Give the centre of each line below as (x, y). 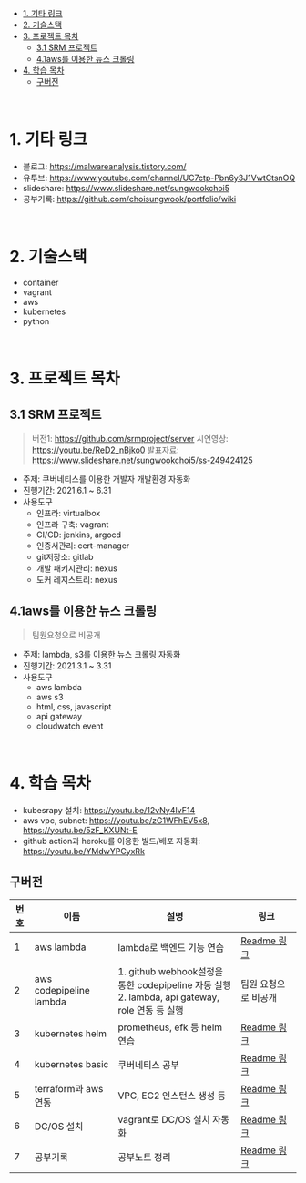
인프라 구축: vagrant (72, 524)
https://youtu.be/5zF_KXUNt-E (80, 830)
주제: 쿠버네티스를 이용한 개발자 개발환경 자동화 (107, 479)
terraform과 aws (69, 1089)
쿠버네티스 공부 (148, 1066)
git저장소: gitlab (65, 556)
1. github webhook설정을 (170, 972)
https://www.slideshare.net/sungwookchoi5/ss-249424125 (142, 460)
